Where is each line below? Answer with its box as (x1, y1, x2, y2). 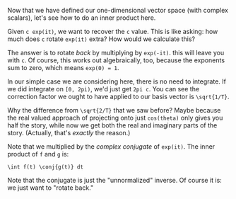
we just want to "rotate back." (7, 183, 94, 192)
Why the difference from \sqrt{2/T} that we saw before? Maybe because (7, 106, 221, 114)
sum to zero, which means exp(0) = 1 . (7, 64, 119, 72)
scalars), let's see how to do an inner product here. (7, 13, 156, 22)
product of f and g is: (7, 150, 69, 158)
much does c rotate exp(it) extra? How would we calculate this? (7, 35, 196, 43)
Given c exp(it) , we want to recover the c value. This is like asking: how (7, 28, 218, 35)
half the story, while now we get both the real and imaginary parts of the (7, 121, 218, 130)
